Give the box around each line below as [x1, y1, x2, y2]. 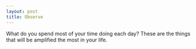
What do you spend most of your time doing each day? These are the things [6, 30, 191, 37]
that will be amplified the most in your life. [6, 36, 108, 43]
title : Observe [6, 14, 44, 20]
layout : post [6, 8, 38, 15]
